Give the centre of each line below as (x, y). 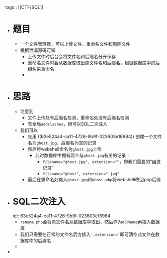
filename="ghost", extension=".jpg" (81, 174)
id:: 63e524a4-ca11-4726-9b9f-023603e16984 (61, 216)
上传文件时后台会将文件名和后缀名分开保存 (72, 56)
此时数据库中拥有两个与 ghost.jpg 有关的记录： (83, 155)
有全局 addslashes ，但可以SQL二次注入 (67, 124)
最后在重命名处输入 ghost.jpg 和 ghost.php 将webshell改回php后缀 (94, 179)
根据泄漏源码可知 (38, 50)
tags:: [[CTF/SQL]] (24, 7)
